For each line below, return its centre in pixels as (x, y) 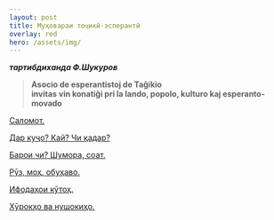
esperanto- (243, 94)
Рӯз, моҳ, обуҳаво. (44, 172)
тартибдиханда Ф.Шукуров (64, 67)
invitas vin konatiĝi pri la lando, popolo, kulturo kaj (126, 94)
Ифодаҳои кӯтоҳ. (41, 189)
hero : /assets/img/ (45, 42)
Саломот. (27, 121)
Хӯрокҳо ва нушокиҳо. (52, 207)
